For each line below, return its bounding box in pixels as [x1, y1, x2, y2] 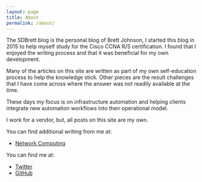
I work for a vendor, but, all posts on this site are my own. [6, 116, 149, 124]
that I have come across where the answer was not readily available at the [6, 80, 191, 87]
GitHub [14, 169, 33, 177]
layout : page [6, 8, 39, 15]
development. [6, 55, 40, 63]
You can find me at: [6, 151, 55, 158]
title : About [6, 14, 39, 20]
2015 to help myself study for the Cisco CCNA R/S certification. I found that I [6, 43, 197, 50]
